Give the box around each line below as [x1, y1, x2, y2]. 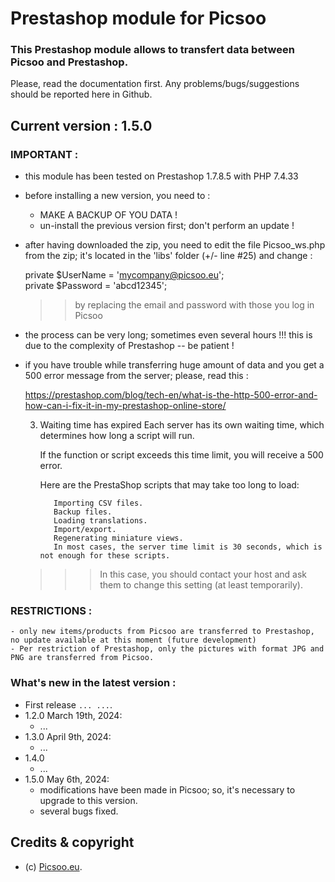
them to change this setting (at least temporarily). [99, 579, 303, 591]
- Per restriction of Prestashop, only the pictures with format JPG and [10, 644, 325, 654]
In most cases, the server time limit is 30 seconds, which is [53, 542, 323, 552]
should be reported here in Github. [10, 88, 153, 101]
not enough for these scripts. [39, 551, 171, 561]
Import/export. [53, 525, 117, 535]
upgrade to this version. [39, 794, 138, 806]
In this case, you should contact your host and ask [99, 568, 308, 581]
